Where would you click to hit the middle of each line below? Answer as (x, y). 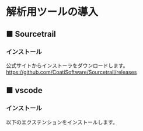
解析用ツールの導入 (52, 12)
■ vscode (24, 90)
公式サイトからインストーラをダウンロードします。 (67, 65)
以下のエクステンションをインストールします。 (62, 122)
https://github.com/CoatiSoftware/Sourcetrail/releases (71, 72)
